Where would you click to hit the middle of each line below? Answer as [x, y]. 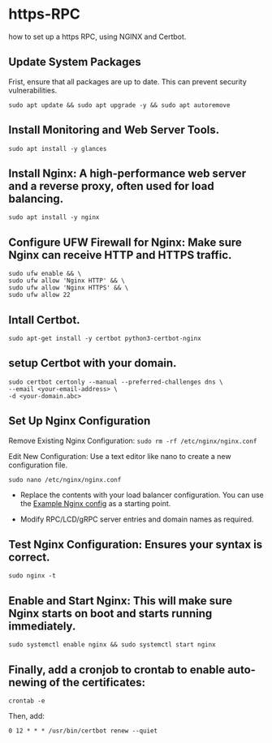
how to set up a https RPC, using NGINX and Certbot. [97, 37]
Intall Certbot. [44, 320]
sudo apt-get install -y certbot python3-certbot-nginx [105, 338]
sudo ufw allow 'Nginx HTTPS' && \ [69, 288]
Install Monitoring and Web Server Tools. [114, 130]
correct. [29, 558]
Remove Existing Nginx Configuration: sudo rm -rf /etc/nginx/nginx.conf [133, 440]
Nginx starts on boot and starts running [110, 613]
